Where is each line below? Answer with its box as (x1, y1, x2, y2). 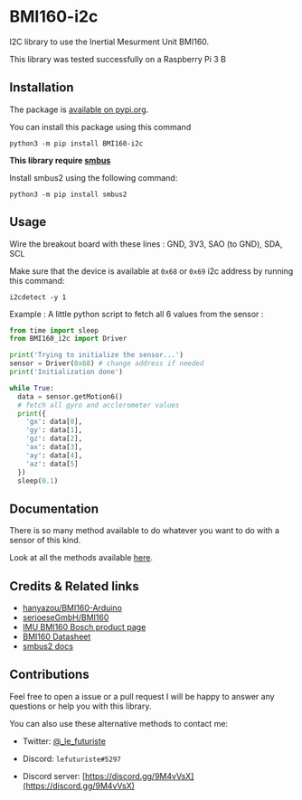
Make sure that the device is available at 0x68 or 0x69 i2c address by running (9, 265, 294, 277)
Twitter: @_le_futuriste (22, 735, 107, 747)
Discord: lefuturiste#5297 (22, 753, 122, 764)
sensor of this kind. (9, 535, 81, 546)
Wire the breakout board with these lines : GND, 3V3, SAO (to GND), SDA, (9, 238, 283, 249)
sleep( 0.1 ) (17, 476, 59, 485)
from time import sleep (9, 325, 99, 335)
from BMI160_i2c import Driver (9, 334, 127, 344)
